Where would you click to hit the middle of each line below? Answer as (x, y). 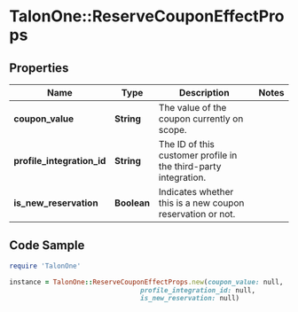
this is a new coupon (201, 203)
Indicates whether (196, 192)
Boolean (133, 203)
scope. (173, 130)
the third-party (190, 166)
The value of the (192, 108)
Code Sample (47, 246)
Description (204, 93)
